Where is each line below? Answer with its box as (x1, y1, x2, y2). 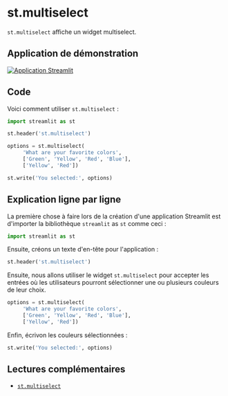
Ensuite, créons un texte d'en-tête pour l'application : (7, 245, 159, 254)
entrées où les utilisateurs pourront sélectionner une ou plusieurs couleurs (7, 279, 219, 287)
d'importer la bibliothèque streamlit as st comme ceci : (7, 219, 167, 227)
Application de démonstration (7, 48, 139, 59)
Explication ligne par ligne (7, 194, 122, 205)
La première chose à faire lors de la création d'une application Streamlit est (7, 212, 221, 220)
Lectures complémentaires (7, 364, 126, 375)
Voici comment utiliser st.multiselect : (7, 104, 119, 113)
